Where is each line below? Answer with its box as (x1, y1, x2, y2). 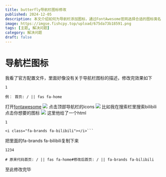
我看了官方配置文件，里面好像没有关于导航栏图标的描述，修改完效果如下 (5, 75, 152, 81)
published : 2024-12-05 (5, 12, 52, 17)
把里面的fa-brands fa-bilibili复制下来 (5, 137, 79, 143)
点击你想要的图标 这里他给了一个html (5, 110, 86, 116)
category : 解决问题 (5, 30, 42, 35)
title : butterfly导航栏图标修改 (5, 7, 67, 12)
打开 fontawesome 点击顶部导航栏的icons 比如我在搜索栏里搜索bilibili (5, 103, 157, 109)
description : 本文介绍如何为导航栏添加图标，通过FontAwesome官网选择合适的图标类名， (5, 16, 165, 21)
